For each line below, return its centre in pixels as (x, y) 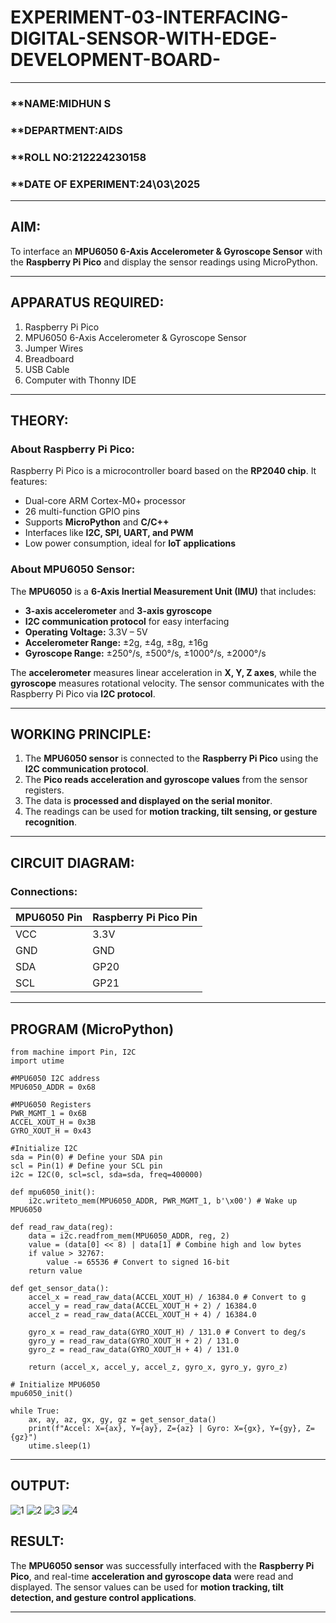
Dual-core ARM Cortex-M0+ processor (105, 501)
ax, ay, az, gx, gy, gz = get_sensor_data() (122, 1419)
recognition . (50, 822)
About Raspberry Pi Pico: (72, 449)
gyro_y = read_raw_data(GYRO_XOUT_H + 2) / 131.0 (134, 1341)
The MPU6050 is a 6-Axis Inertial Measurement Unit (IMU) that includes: (163, 591)
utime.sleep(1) (60, 1446)
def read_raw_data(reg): (62, 1227)
